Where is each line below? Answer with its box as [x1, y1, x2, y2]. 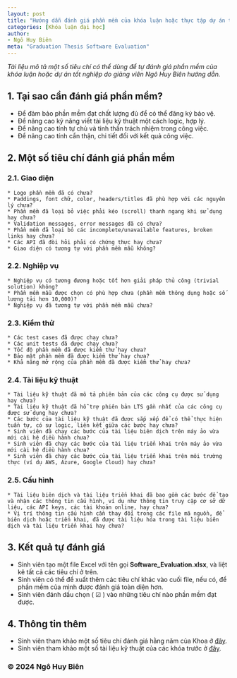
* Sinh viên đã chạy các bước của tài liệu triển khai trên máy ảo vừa [7, 440, 222, 448]
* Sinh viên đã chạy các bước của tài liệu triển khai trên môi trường [7, 453, 222, 460]
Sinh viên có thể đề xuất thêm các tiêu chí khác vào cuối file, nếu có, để [17, 575, 227, 583]
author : [7, 30, 30, 37]
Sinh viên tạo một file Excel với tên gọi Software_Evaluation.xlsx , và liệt [17, 560, 228, 569]
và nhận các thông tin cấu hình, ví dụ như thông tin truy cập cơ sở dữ [7, 497, 226, 504]
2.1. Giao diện [7, 174, 54, 183]
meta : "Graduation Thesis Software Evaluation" [7, 43, 150, 50]
